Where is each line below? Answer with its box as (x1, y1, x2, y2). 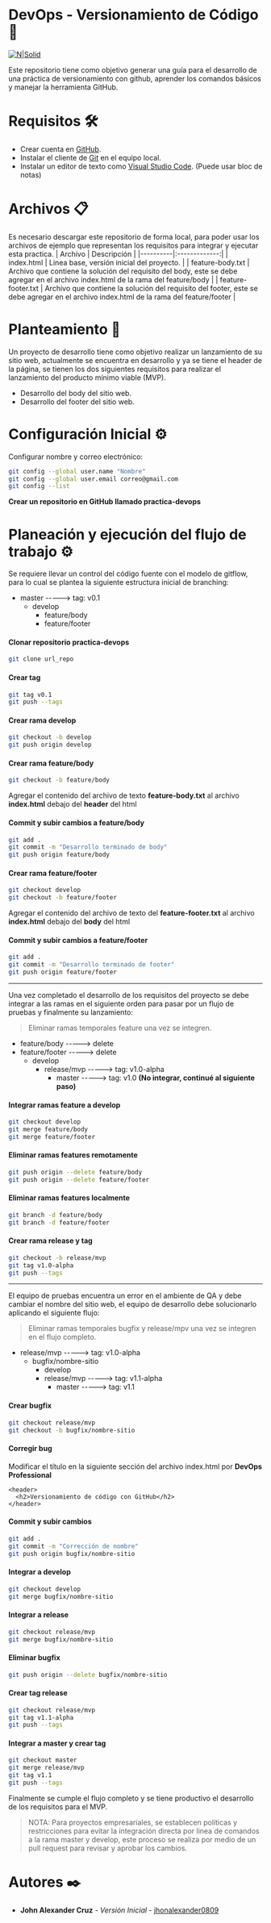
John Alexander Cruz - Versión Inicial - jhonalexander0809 (19, 1905, 219, 1915)
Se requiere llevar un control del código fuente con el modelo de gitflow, (8, 569, 248, 578)
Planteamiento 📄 (8, 320, 121, 338)
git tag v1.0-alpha (8, 1261, 74, 1270)
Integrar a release (8, 1610, 69, 1620)
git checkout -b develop (8, 733, 92, 741)
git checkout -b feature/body (8, 776, 110, 784)
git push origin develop (8, 740, 92, 749)
